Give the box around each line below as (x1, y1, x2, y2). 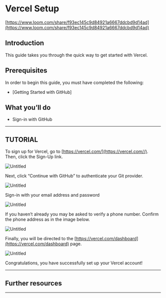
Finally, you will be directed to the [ (5, 236, 77, 242)
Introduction (5, 39, 44, 47)
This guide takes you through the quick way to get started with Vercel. (5, 52, 148, 58)
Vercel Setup (5, 3, 59, 14)
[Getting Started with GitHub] (12, 89, 72, 95)
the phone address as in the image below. (5, 216, 90, 222)
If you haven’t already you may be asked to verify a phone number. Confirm (5, 211, 159, 217)
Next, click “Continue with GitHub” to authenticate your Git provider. (5, 173, 143, 179)
